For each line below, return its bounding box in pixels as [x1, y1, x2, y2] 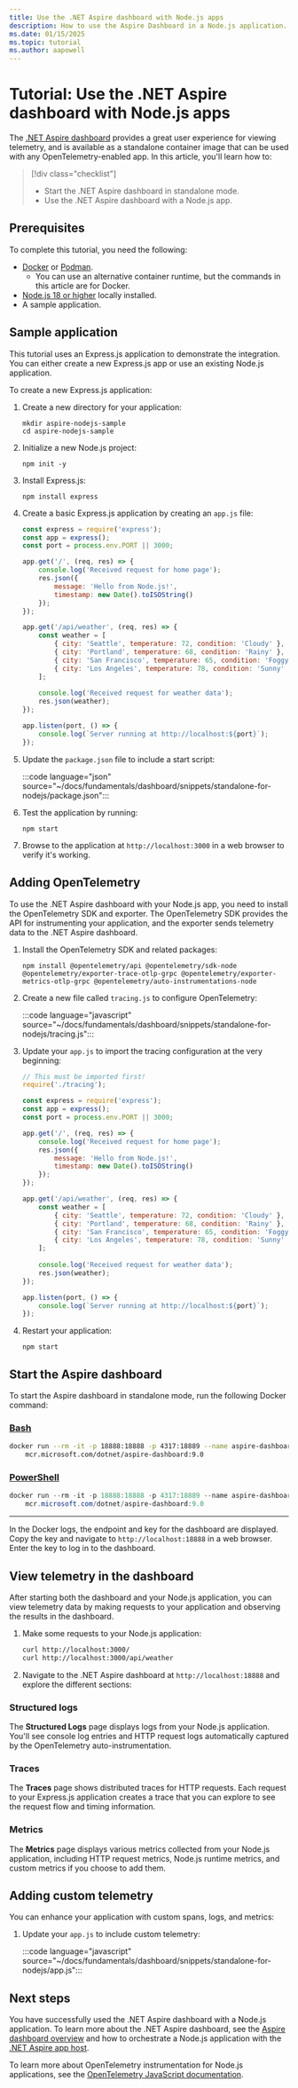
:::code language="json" [21, 771, 112, 782]
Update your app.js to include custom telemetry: [21, 1929, 201, 1940]
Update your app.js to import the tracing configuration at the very [21, 1045, 263, 1056]
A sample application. [21, 299, 102, 310]
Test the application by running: [21, 807, 138, 817]
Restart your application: [21, 1326, 113, 1336]
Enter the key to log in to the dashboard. [9, 1543, 156, 1554]
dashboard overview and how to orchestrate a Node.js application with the [9, 2033, 282, 2044]
